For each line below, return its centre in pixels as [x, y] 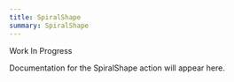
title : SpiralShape [45, 17]
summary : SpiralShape [49, 26]
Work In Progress [41, 50]
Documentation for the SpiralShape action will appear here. [117, 68]
